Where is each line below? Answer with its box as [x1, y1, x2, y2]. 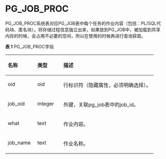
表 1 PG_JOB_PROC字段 [5, 43, 54, 49]
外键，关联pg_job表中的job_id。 [63, 101, 139, 108]
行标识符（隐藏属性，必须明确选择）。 [63, 82, 151, 89]
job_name [8, 139, 31, 146]
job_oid [8, 100, 25, 107]
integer [37, 100, 54, 107]
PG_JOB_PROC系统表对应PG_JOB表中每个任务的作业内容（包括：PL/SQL [5, 20, 157, 26]
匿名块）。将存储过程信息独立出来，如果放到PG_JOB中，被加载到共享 [18, 26, 160, 33]
